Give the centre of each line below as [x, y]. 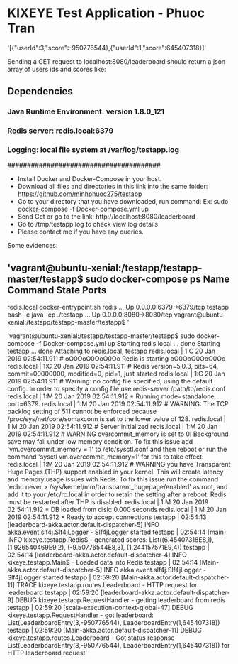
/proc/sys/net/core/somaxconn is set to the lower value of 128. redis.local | [117, 419]
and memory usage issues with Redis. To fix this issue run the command [113, 479]
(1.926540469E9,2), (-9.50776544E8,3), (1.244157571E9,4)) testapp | [109, 548]
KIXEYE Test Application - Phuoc [106, 13]
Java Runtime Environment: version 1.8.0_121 [86, 111]
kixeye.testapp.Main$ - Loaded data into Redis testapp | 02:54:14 [103, 562]
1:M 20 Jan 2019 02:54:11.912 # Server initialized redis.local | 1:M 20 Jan [113, 427]
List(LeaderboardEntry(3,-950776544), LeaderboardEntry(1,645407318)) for [119, 646]
